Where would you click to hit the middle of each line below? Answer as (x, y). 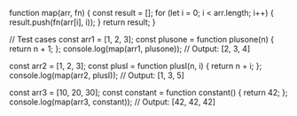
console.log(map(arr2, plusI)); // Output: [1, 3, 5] (97, 75)
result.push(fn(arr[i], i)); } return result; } (83, 22)
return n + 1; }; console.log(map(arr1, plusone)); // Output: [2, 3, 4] (130, 49)
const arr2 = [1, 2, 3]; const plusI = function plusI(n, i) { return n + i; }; (136, 66)
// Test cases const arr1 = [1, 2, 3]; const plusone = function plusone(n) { (142, 39)
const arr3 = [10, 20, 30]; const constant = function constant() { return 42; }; (148, 93)
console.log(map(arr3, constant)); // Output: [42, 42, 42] (112, 102)
